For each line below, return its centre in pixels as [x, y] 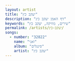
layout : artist [21, 10]
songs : [12, 32]
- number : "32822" [28, 37]
